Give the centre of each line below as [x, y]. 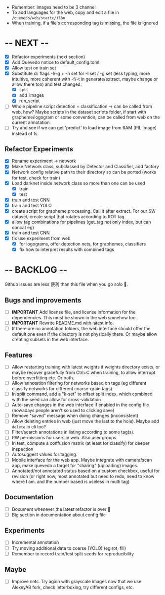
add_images [32, 95]
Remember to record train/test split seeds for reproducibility [73, 554]
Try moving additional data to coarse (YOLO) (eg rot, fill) [69, 548]
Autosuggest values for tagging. [44, 454]
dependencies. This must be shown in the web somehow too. [74, 318]
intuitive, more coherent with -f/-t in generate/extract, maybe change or [85, 79]
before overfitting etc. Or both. [43, 378]
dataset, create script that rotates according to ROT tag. [69, 216]
